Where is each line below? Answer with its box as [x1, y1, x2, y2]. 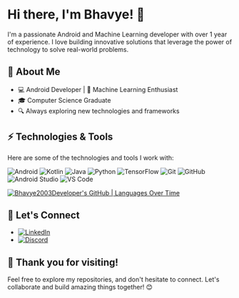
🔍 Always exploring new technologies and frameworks [17, 106, 180, 115]
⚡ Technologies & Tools [7, 131, 113, 143]
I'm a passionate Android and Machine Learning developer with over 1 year [7, 30, 228, 38]
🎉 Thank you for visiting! [7, 256, 119, 268]
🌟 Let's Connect [7, 209, 80, 221]
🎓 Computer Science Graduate [17, 96, 111, 104]
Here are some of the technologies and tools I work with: [7, 153, 174, 162]
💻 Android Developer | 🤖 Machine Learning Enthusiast [17, 85, 178, 93]
